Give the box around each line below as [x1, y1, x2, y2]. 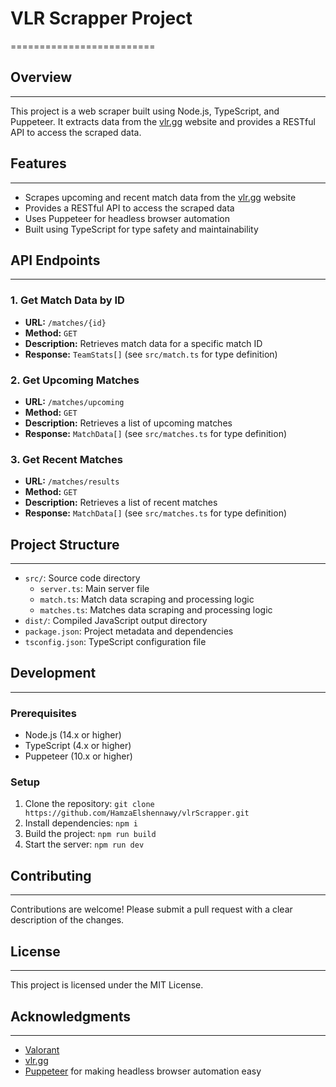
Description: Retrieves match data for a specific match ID [24, 337, 263, 349]
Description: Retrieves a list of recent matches [24, 497, 218, 509]
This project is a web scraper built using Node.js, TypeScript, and [10, 105, 280, 117]
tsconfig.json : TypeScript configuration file [24, 636, 207, 648]
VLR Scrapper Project [10, 7, 193, 30]
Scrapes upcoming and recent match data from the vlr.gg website [24, 191, 297, 203]
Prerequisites [10, 706, 77, 720]
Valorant [24, 1043, 60, 1056]
